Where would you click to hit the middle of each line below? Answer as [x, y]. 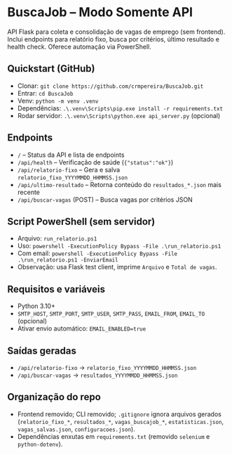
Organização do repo [54, 397]
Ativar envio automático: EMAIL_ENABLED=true [82, 328]
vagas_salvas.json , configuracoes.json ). [76, 429]
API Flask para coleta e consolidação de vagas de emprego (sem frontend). [116, 32]
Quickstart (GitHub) [52, 69]
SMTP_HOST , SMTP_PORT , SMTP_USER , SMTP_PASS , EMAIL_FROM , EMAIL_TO [111, 314]
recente [29, 192]
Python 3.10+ [36, 306]
